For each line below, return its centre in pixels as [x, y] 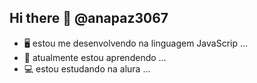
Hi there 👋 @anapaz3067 [89, 18]
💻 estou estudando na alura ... [87, 68]
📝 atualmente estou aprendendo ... [95, 57]
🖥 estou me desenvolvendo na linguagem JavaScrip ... [136, 43]
